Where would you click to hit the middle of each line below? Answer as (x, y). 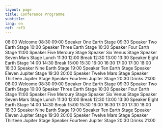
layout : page (18, 10)
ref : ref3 (15, 28)
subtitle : (15, 19)
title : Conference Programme (35, 14)
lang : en (14, 23)
